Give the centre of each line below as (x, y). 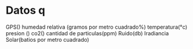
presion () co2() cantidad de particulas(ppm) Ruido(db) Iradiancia (87, 33)
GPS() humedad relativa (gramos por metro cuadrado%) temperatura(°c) (96, 27)
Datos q (25, 10)
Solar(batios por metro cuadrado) (47, 39)
